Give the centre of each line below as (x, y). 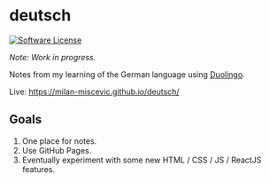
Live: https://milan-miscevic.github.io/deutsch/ (94, 91)
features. (39, 169)
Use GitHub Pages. (57, 150)
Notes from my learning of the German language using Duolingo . (127, 74)
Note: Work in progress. (53, 57)
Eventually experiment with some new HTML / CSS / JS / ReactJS (142, 160)
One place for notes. (59, 141)
